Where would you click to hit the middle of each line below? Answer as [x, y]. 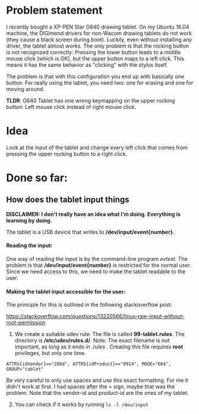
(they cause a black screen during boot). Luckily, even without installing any [99, 39]
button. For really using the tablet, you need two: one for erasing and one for [100, 83]
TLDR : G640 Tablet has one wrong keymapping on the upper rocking [91, 100]
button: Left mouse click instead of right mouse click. [71, 107]
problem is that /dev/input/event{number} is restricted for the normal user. [99, 265]
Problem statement [54, 10]
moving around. [25, 89]
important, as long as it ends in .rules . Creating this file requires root [99, 347]
